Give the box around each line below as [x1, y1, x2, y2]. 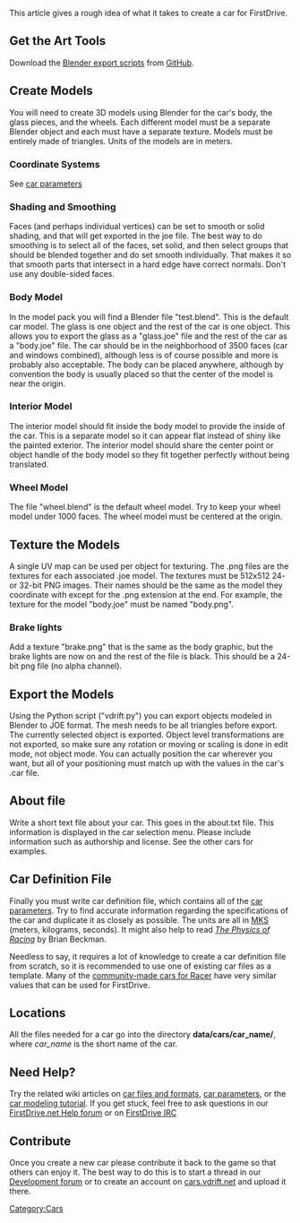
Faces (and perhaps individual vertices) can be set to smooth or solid [9, 221, 265, 232]
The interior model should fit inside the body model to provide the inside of [9, 420, 286, 431]
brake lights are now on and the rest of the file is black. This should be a [9, 651, 276, 662]
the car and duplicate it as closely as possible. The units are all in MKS [9, 914, 269, 926]
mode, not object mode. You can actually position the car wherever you [9, 748, 273, 760]
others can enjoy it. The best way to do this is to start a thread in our [9, 1167, 261, 1177]
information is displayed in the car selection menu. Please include [9, 826, 252, 837]
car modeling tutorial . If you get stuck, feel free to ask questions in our [9, 1098, 269, 1109]
